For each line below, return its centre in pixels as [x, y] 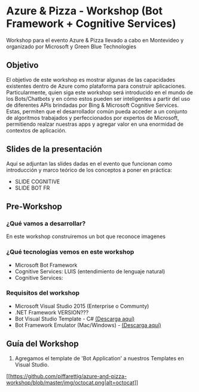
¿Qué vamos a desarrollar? [46, 223]
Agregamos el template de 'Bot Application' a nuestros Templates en [99, 358]
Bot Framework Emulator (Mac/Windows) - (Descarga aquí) [88, 325]
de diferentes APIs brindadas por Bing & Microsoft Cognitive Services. [93, 105]
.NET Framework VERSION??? [52, 312]
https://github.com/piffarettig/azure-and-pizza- [68, 376]
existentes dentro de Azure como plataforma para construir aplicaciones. [96, 86]
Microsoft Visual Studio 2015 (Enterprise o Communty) [82, 306]
